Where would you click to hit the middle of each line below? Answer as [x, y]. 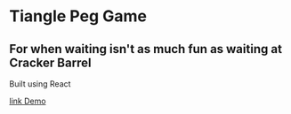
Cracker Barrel [50, 62]
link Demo [28, 101]
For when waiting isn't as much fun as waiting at [146, 49]
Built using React [40, 84]
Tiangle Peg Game [78, 16]
